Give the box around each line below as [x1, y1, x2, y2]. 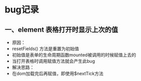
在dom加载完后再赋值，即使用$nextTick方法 [12, 71, 104, 77]
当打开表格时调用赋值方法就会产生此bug [12, 58, 95, 64]
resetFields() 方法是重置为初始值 [12, 46, 79, 52]
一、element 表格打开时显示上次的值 [5, 25, 118, 34]
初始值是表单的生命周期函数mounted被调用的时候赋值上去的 [12, 52, 136, 58]
